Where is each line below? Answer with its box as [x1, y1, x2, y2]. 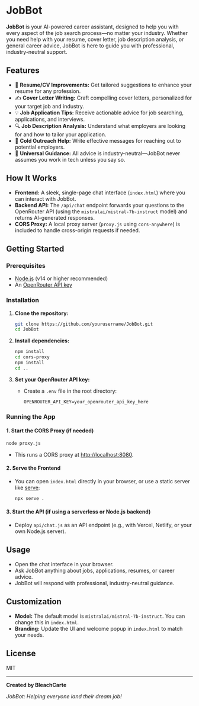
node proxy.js [6, 440, 41, 446]
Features [6, 66, 40, 76]
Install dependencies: [14, 337, 70, 344]
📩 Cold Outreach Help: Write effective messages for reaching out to [14, 137, 181, 144]
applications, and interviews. [14, 115, 85, 123]
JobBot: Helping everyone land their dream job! [6, 692, 123, 699]
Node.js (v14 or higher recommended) [14, 275, 108, 282]
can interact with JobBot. [14, 195, 76, 202]
